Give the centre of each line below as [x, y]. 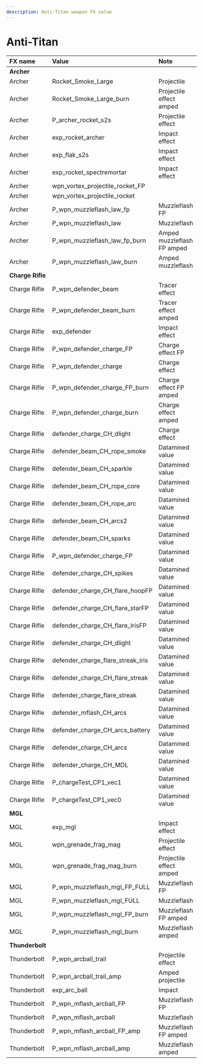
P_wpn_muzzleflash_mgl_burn [95, 931]
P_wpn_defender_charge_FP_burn [101, 387]
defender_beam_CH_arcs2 [90, 521]
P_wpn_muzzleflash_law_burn [95, 261]
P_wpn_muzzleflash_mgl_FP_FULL [101, 887]
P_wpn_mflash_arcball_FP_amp [96, 1031]
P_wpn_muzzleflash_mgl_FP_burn [100, 914]
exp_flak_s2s [71, 155]
